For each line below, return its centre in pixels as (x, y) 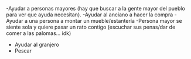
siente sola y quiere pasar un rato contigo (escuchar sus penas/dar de (91, 27)
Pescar (23, 51)
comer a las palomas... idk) (39, 33)
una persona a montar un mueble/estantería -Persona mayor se (106, 21)
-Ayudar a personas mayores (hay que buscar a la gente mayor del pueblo (96, 8)
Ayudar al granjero (37, 44)
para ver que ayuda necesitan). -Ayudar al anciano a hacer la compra (90, 15)
